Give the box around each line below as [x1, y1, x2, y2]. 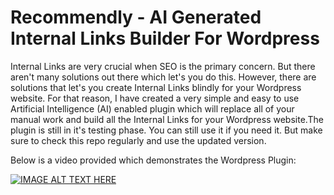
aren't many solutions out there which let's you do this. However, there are [10, 71, 317, 83]
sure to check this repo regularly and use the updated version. [10, 134, 267, 146]
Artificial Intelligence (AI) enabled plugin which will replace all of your [10, 102, 295, 115]
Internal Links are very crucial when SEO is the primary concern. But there [10, 60, 316, 72]
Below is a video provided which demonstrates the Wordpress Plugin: [10, 154, 297, 166]
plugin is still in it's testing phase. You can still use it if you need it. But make [10, 124, 323, 136]
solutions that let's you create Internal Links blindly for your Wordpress [10, 81, 302, 93]
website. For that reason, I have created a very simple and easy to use [10, 92, 300, 104]
